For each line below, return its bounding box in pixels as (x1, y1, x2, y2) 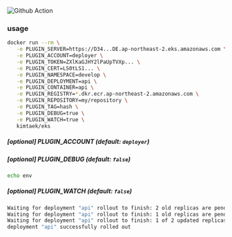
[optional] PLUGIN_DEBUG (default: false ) (7, 155, 131, 163)
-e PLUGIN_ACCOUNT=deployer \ (16, 52, 104, 59)
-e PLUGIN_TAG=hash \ (16, 103, 79, 110)
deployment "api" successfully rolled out (7, 224, 131, 231)
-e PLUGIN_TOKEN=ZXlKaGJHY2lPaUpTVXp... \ (16, 59, 140, 65)
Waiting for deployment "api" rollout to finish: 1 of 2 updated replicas (7, 217, 227, 224)
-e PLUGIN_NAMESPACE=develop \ (16, 71, 107, 79)
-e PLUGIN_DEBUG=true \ (16, 110, 85, 116)
